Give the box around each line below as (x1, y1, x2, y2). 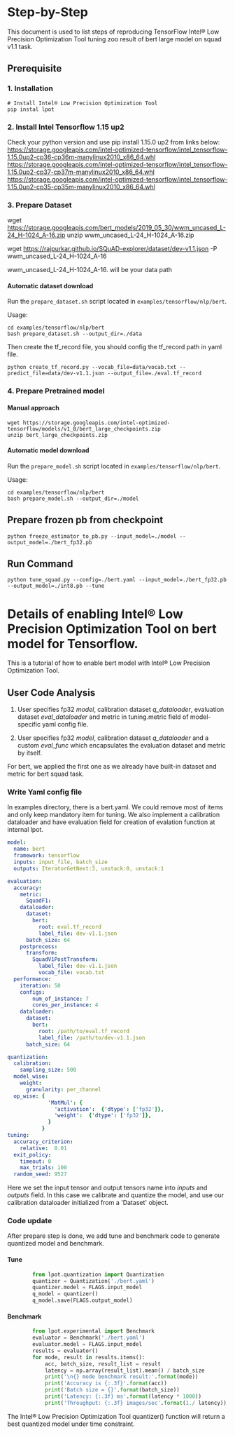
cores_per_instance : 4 (32, 1002, 99, 1009)
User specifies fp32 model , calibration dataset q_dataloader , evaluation (17, 706, 225, 714)
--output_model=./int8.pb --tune (7, 583, 105, 590)
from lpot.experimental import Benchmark (32, 1328, 155, 1335)
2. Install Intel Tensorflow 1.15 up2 (7, 122, 124, 132)
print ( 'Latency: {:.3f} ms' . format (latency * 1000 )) (44, 1393, 201, 1400)
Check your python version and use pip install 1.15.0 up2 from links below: (7, 137, 220, 146)
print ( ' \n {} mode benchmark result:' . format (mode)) (44, 1373, 199, 1380)
